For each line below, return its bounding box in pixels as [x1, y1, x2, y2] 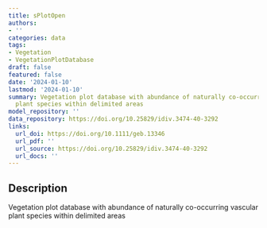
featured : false [8, 71, 62, 79]
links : [8, 122, 30, 130]
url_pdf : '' [15, 137, 56, 145]
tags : [8, 41, 26, 49]
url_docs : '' [15, 152, 59, 160]
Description [8, 181, 68, 195]
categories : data [8, 33, 66, 42]
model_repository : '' [8, 108, 80, 116]
